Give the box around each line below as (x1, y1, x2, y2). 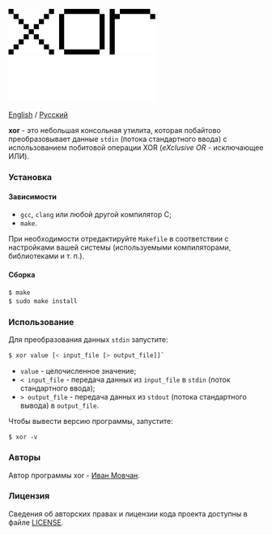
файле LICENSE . (8, 517, 64, 527)
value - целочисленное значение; (19, 366, 137, 376)
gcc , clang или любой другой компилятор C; (19, 210, 172, 220)
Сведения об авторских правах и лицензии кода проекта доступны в (8, 508, 249, 519)
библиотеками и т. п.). (8, 251, 85, 261)
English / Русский (8, 110, 69, 119)
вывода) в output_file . (19, 400, 100, 410)
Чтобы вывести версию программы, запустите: (8, 417, 173, 426)
